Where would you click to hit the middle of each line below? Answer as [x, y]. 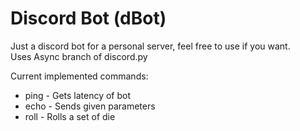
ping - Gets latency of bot [78, 95]
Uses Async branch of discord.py [79, 56]
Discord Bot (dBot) [88, 18]
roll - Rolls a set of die [70, 116]
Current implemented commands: [79, 76]
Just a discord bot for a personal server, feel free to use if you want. [150, 46]
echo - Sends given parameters [90, 106]
